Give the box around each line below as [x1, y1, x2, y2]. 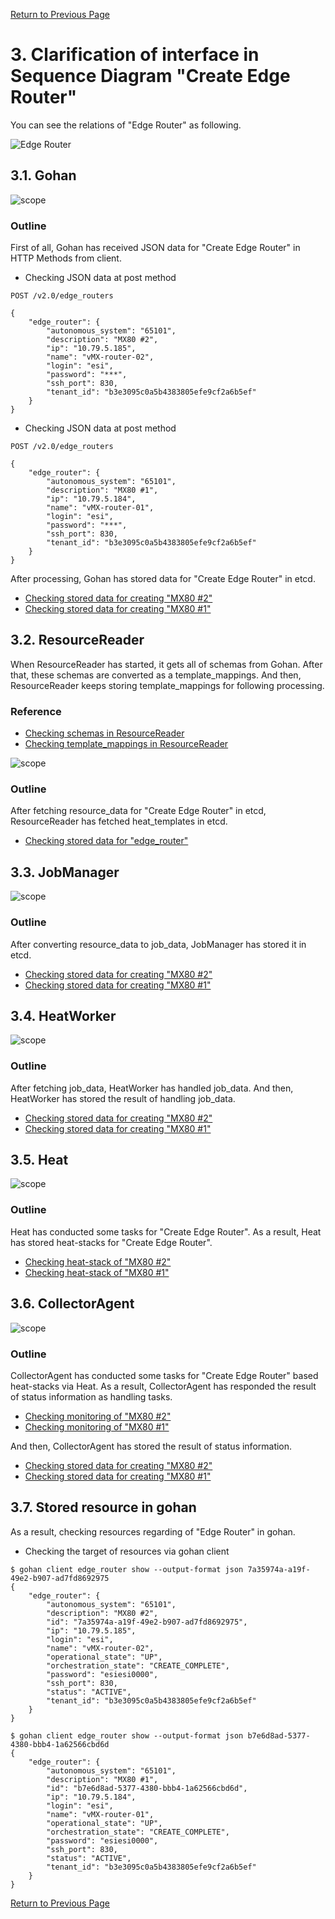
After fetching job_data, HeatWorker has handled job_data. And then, [10, 1082, 294, 1094]
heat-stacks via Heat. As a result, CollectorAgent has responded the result [10, 1380, 317, 1392]
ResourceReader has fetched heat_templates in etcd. [10, 815, 228, 828]
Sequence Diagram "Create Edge [10, 65, 291, 88]
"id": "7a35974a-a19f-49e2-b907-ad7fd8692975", [46, 1617, 248, 1627]
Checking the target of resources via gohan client [24, 1545, 230, 1557]
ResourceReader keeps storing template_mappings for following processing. [10, 679, 325, 691]
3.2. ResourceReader [10, 632, 145, 649]
